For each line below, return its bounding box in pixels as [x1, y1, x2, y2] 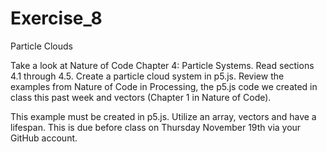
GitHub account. [10, 132, 78, 144]
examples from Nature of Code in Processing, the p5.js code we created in [10, 80, 318, 92]
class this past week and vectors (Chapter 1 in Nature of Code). [10, 91, 272, 103]
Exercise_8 [10, 7, 103, 30]
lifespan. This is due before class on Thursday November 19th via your [10, 121, 302, 133]
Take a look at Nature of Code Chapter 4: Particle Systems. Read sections [10, 59, 315, 71]
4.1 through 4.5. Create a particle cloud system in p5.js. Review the [10, 70, 285, 82]
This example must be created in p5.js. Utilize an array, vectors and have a [10, 110, 317, 122]
